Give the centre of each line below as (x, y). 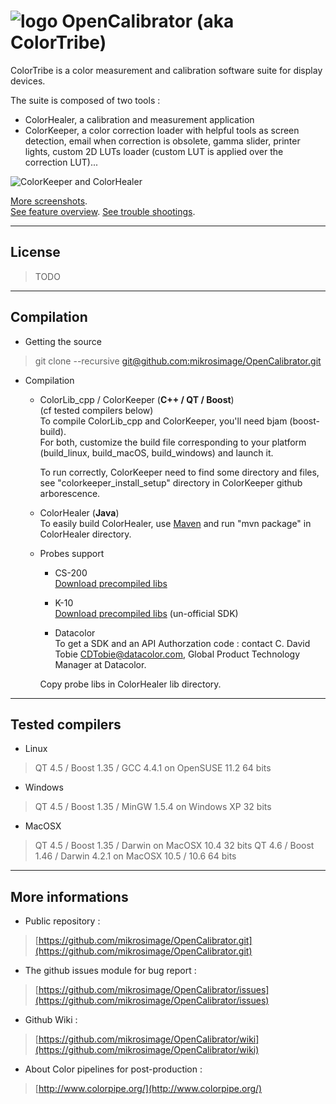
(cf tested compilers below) (96, 410)
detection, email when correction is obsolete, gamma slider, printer (162, 141)
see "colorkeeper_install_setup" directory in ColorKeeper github (171, 482)
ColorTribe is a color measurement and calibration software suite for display (166, 70)
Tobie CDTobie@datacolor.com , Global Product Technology (177, 654)
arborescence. (70, 493)
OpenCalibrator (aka (148, 21)
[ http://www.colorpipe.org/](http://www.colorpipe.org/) (148, 1089)
